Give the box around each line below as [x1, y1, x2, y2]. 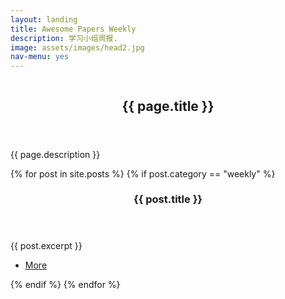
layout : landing [10, 14, 78, 25]
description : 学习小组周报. [10, 33, 118, 43]
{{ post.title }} [133, 192, 203, 206]
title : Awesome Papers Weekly [10, 24, 137, 34]
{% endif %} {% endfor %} [10, 279, 121, 291]
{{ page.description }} [10, 148, 101, 160]
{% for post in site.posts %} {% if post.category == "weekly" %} [10, 167, 276, 180]
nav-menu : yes [10, 52, 70, 62]
